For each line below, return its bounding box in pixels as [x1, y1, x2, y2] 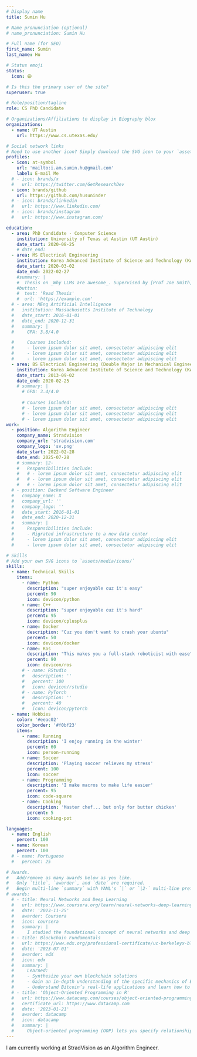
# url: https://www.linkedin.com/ [11, 204, 101, 210]
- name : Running [21, 733, 62, 739]
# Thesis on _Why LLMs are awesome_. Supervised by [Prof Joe [16, 280, 175, 285]
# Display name [6, 8, 43, 15]
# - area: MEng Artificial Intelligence [11, 301, 111, 308]
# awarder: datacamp [11, 1012, 67, 1018]
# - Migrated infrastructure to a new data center [11, 531, 148, 537]
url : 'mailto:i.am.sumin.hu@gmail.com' [16, 165, 114, 171]
